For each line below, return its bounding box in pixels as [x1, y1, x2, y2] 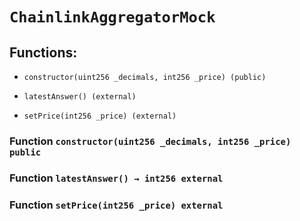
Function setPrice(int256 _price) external [9, 198, 224, 212]
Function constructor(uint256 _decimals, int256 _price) [9, 134, 292, 148]
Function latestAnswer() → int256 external [9, 171, 224, 185]
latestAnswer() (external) [23, 92, 137, 102]
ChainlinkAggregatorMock [9, 8, 216, 27]
